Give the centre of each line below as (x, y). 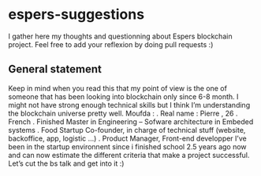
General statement (55, 70)
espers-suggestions (76, 15)
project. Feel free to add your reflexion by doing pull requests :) (111, 44)
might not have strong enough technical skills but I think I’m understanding (129, 104)
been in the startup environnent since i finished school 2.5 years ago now (127, 146)
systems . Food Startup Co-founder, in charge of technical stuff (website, (127, 130)
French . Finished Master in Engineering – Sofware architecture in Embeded (131, 121)
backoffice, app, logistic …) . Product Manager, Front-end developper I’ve (127, 138)
